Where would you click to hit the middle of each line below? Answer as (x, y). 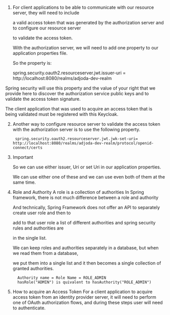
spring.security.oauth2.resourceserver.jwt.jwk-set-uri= (76, 139)
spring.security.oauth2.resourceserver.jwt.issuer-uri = (69, 73)
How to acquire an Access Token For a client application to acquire (82, 292)
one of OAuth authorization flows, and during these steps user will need (88, 303)
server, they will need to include (46, 13)
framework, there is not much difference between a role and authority (86, 197)
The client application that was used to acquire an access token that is (79, 109)
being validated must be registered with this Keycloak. (62, 114)
